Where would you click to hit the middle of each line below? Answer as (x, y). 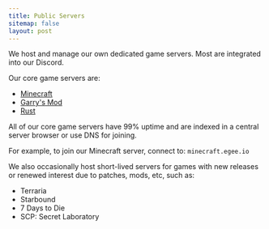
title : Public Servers (47, 16)
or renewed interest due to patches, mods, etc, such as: (102, 176)
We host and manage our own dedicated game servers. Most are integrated (135, 54)
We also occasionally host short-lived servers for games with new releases (134, 167)
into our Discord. (36, 62)
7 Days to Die (43, 208)
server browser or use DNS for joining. (73, 135)
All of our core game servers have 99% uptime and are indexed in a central (134, 127)
